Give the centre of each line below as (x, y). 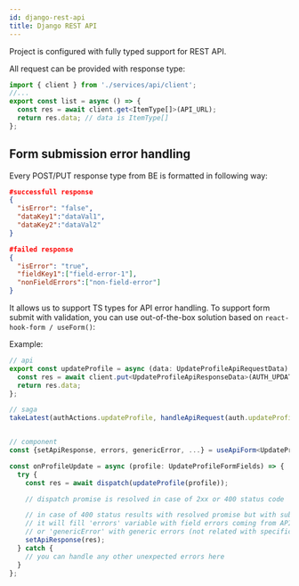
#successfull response (51, 192)
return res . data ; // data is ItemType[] (93, 118)
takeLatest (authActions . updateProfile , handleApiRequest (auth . (129, 418)
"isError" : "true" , (53, 266)
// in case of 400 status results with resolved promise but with (151, 515)
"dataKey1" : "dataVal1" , (61, 217)
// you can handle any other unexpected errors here (125, 557)
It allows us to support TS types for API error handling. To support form (140, 308)
